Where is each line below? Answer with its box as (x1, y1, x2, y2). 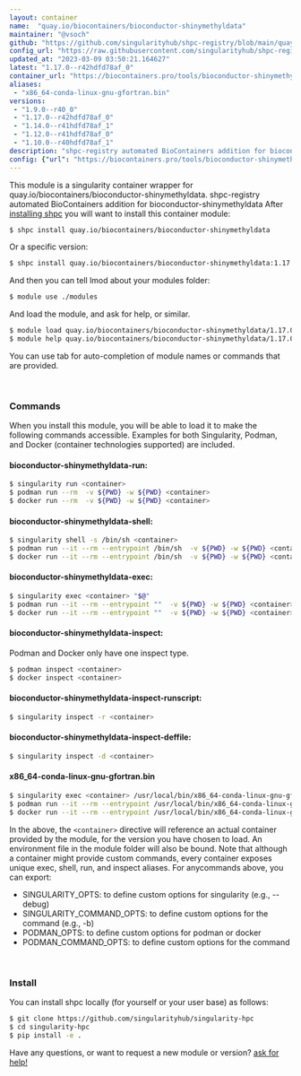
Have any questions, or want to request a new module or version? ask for (9, 1046, 279, 1058)
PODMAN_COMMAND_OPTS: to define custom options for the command (21, 936, 290, 947)
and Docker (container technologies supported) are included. (9, 439, 236, 450)
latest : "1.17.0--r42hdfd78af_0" (9, 64, 134, 73)
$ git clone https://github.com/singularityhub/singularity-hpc (9, 1014, 254, 1023)
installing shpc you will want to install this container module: (9, 208, 231, 219)
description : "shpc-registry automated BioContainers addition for (9, 146, 267, 155)
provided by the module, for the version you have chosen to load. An (9, 833, 262, 844)
